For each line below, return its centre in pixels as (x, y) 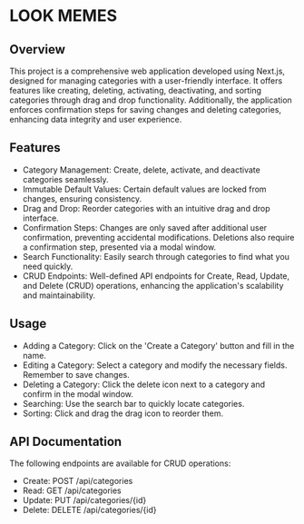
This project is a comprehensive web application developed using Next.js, (147, 71)
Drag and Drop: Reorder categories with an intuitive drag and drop (146, 208)
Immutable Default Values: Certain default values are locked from (144, 189)
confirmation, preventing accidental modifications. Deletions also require (158, 237)
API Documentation (66, 442)
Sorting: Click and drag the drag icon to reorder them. (123, 413)
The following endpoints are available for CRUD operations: (120, 463)
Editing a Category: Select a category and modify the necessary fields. (155, 365)
